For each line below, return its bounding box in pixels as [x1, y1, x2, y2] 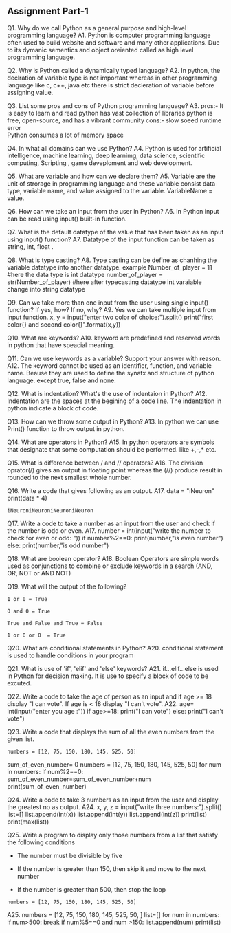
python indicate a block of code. [7, 404, 99, 412]
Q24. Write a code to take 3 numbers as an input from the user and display [7, 795, 219, 804]
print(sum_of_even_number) [7, 782, 87, 790]
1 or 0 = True [7, 595, 48, 602]
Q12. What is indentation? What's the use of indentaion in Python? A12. [7, 389, 208, 397]
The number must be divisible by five [16, 851, 122, 859]
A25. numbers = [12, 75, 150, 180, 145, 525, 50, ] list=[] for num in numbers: [7, 910, 220, 919]
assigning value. [7, 88, 54, 96]
